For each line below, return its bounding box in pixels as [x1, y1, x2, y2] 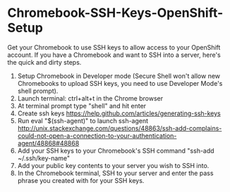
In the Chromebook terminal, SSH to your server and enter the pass [17, 169, 214, 177]
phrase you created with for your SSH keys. [17, 176, 145, 184]
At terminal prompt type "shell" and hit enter [17, 101, 147, 110]
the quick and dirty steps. [7, 58, 82, 66]
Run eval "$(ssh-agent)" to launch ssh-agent [17, 116, 149, 124]
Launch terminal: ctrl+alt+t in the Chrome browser [17, 94, 164, 103]
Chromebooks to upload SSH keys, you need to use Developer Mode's [17, 79, 223, 87]
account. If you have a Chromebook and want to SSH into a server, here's [7, 51, 221, 59]
